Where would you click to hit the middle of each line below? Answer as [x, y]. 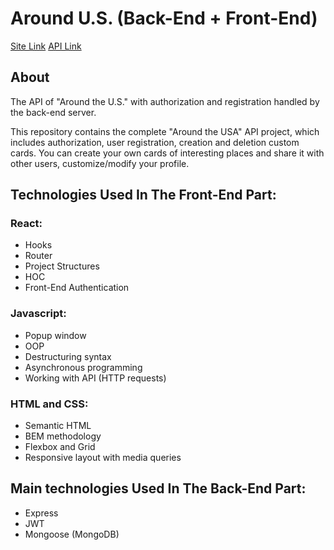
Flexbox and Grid [60, 447]
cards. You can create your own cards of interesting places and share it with [167, 153]
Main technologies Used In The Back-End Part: [158, 488]
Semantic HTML [58, 426]
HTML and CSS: [49, 404]
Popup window [55, 335]
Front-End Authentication [77, 288]
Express [41, 513]
